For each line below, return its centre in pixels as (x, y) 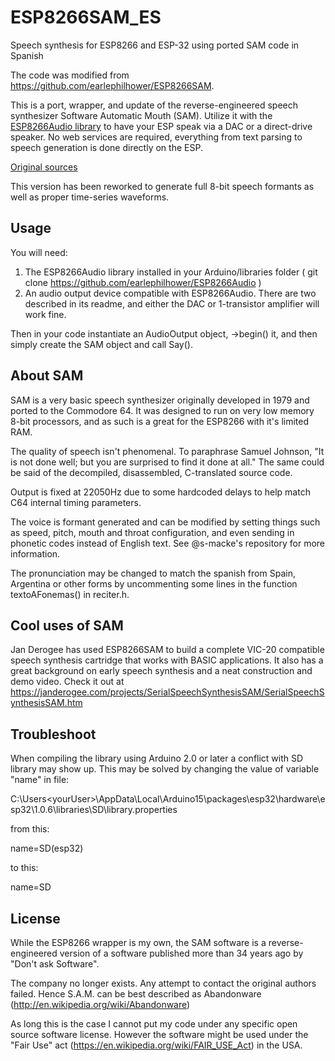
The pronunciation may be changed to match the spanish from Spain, (153, 573)
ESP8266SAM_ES (86, 17)
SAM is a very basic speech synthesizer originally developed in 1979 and (160, 400)
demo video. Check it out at (67, 682)
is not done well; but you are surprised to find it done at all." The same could (167, 462)
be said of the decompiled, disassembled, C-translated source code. (151, 472)
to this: (24, 868)
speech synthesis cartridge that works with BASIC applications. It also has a (167, 660)
